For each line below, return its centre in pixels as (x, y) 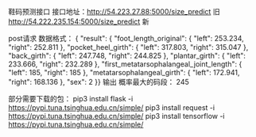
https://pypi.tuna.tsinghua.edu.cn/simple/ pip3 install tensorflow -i (116, 116)
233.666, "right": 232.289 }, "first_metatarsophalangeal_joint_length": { (125, 64)
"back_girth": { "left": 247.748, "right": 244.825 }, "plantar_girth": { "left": (127, 55)
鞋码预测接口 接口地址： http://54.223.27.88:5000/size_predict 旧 (114, 11)
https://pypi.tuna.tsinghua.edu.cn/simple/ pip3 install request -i (112, 108)
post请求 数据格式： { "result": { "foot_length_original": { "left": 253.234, (126, 38)
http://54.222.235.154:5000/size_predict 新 (79, 21)
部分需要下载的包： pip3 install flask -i (71, 99)
